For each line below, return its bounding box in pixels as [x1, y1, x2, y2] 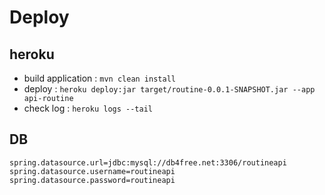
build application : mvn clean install [23, 72, 176, 84]
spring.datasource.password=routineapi [9, 175, 176, 185]
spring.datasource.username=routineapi [9, 166, 176, 176]
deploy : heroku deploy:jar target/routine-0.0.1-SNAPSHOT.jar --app [23, 83, 316, 95]
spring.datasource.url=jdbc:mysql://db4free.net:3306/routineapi [9, 157, 287, 168]
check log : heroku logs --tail [23, 102, 153, 114]
